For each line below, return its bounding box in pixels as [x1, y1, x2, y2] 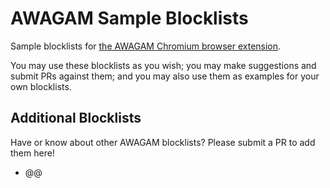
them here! [10, 147, 55, 159]
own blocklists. [10, 80, 72, 92]
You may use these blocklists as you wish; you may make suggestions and [10, 59, 317, 71]
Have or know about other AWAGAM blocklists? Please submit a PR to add [10, 136, 316, 148]
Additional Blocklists [10, 110, 142, 127]
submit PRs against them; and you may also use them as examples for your [10, 70, 320, 82]
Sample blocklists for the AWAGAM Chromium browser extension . [10, 40, 282, 52]
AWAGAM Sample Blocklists [10, 7, 249, 30]
